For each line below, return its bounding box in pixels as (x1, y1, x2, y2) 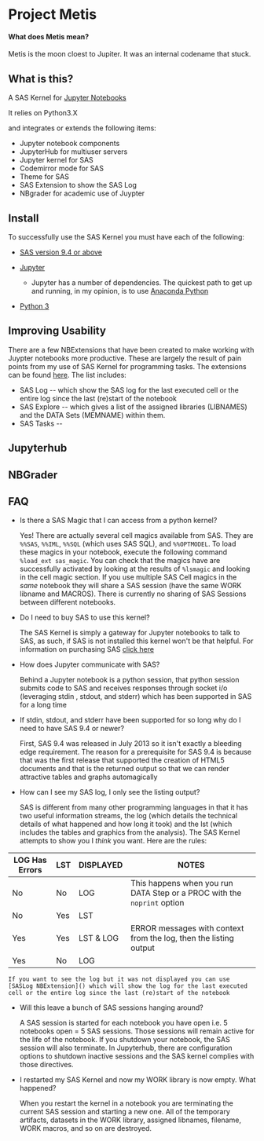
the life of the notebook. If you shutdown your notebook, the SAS (19, 1035, 230, 1044)
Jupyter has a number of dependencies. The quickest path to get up (31, 278, 253, 287)
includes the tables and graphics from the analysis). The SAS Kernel (19, 828, 240, 837)
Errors (18, 865, 42, 876)
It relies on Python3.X (8, 108, 79, 118)
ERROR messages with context (130, 923, 244, 934)
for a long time (19, 700, 67, 710)
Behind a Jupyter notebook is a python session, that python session (19, 675, 240, 685)
